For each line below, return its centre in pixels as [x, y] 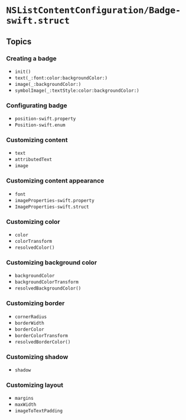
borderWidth [29, 323]
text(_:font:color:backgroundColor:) [61, 78]
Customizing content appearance [55, 181]
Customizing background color [52, 262]
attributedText [33, 160]
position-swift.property [45, 119]
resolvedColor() [35, 248]
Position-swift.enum [40, 125]
